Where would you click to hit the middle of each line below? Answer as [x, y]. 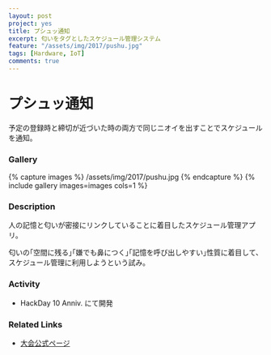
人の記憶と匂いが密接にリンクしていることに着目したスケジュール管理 [125, 225]
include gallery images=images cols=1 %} [78, 186]
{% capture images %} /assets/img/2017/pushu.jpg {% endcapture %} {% [132, 177]
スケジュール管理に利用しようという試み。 [79, 263]
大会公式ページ [45, 343]
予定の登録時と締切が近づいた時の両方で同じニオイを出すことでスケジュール [135, 127]
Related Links [36, 324]
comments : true [34, 62]
